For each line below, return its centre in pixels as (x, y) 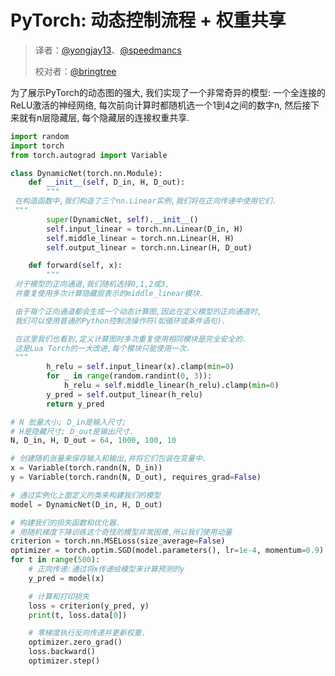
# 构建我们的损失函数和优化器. (66, 522)
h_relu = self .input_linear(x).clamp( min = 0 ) (140, 367)
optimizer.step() (64, 661)
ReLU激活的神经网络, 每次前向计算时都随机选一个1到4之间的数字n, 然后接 (161, 105)
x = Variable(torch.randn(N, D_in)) (86, 468)
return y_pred (75, 404)
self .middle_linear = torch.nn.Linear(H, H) (140, 238)
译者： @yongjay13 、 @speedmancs (108, 50)
